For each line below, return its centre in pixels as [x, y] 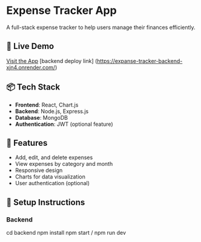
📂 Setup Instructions [46, 202]
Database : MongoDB [41, 117]
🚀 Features [27, 143]
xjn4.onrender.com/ [31, 67]
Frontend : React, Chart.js [47, 105]
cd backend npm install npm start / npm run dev [66, 233]
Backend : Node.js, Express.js [52, 111]
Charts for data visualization [50, 177]
